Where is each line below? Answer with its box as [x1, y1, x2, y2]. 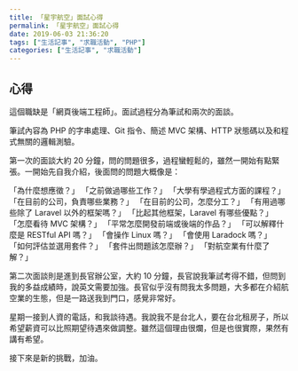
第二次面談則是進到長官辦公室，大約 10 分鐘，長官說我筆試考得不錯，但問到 [9, 270, 286, 280]
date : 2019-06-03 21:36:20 [9, 29, 109, 38]
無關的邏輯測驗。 [16, 136, 80, 146]
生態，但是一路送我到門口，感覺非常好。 [32, 292, 180, 303]
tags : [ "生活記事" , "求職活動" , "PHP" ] [9, 37, 146, 47]
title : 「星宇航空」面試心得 [9, 12, 104, 22]
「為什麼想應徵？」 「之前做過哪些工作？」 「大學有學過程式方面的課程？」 [9, 185, 286, 195]
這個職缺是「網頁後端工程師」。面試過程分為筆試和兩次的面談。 [9, 106, 239, 116]
